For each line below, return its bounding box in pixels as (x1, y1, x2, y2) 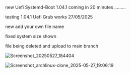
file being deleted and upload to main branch (5, 43, 98, 49)
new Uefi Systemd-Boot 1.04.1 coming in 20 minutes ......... (5, 4, 126, 10)
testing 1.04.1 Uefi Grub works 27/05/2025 (5, 14, 93, 19)
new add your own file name (5, 23, 64, 29)
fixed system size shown (5, 33, 56, 39)
